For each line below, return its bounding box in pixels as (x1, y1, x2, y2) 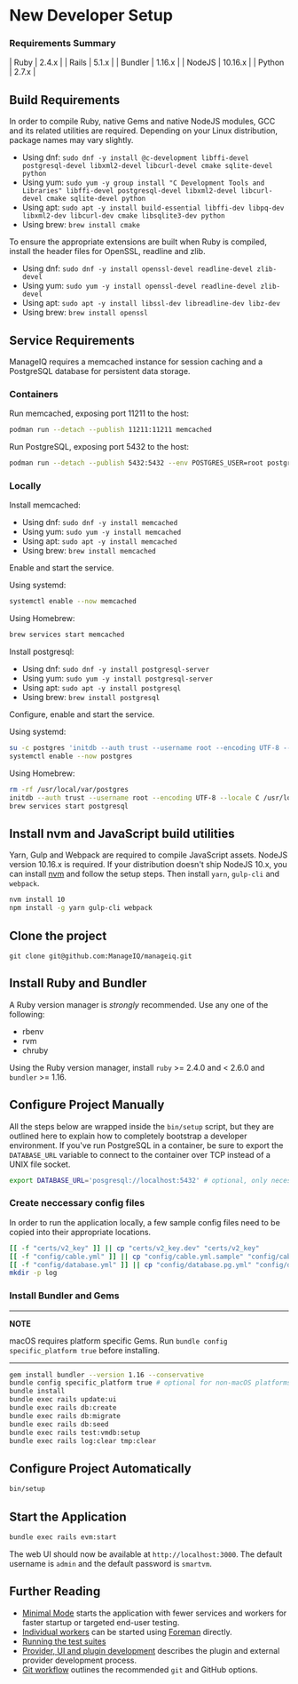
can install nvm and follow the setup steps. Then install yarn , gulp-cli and (9, 868, 280, 880)
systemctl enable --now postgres (9, 752, 133, 761)
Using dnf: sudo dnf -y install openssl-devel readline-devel (21, 263, 254, 274)
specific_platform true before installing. (9, 1345, 161, 1355)
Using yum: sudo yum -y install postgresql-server (21, 673, 214, 684)
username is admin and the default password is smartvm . (9, 1558, 213, 1568)
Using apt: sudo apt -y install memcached (21, 536, 177, 547)
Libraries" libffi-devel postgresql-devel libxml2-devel (21, 187, 238, 196)
